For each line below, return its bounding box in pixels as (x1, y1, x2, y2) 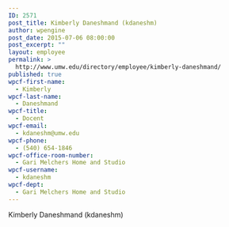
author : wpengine (8, 26, 66, 34)
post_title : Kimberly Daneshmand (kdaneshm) (8, 19, 158, 27)
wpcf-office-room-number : (8, 151, 94, 159)
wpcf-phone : (8, 136, 48, 145)
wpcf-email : (8, 122, 48, 130)
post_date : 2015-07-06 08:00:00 (8, 33, 115, 42)
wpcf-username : (8, 166, 59, 174)
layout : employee (8, 48, 66, 56)
